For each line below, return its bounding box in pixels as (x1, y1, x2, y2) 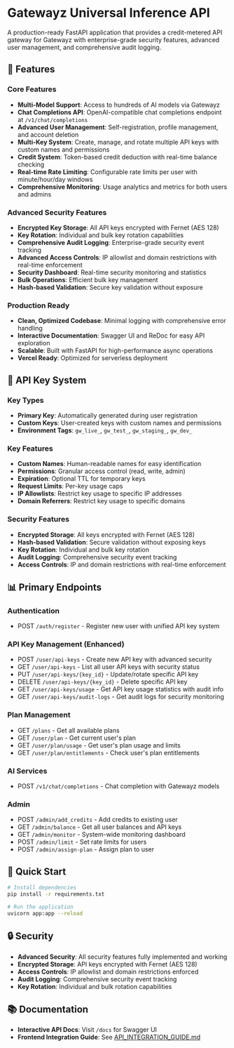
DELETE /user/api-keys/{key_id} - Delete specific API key (17, 677, 188, 686)
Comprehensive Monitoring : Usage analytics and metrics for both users (17, 183, 228, 191)
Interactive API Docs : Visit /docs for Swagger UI (17, 1026, 158, 1034)
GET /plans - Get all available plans (17, 726, 121, 734)
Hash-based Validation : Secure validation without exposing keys (17, 538, 206, 546)
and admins (17, 190, 52, 198)
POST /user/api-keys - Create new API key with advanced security (17, 655, 212, 664)
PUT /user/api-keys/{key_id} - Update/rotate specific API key (17, 670, 199, 679)
